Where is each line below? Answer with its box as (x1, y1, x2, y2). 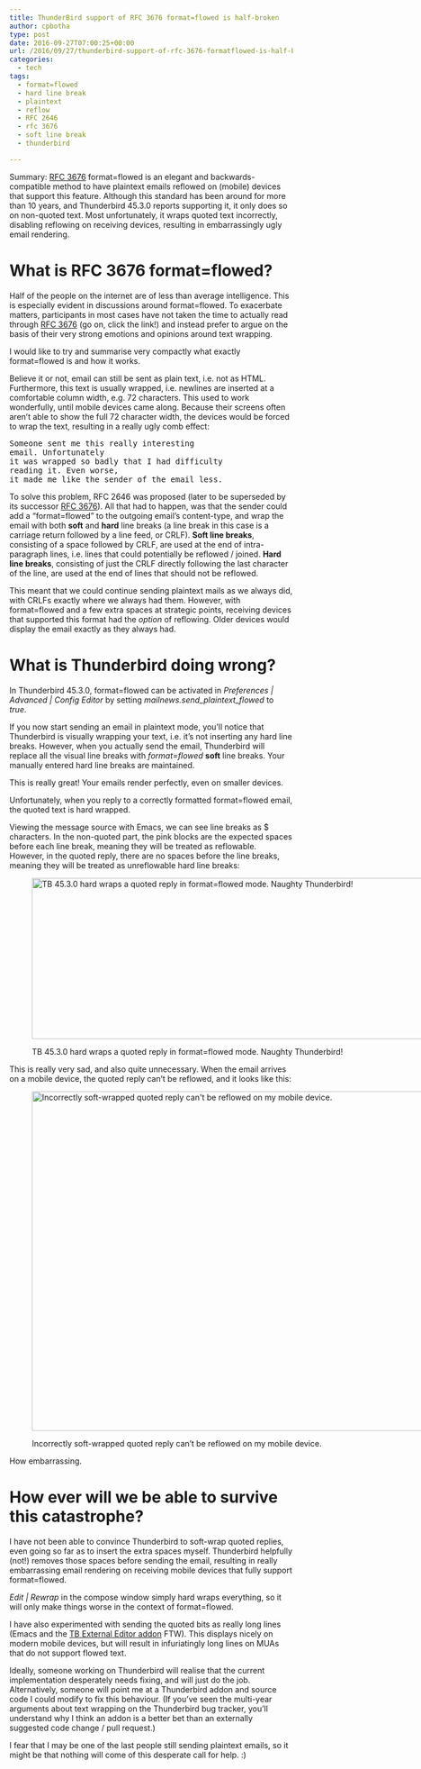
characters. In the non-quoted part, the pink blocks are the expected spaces (9, 830, 292, 842)
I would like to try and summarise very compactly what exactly (9, 346, 241, 357)
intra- (244, 539, 264, 549)
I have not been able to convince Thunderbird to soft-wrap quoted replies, (9, 1536, 284, 1547)
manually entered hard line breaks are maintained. (9, 759, 195, 770)
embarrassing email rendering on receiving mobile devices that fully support (9, 1565, 292, 1575)
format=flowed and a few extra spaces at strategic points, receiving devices (9, 604, 292, 615)
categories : (9, 55, 54, 64)
